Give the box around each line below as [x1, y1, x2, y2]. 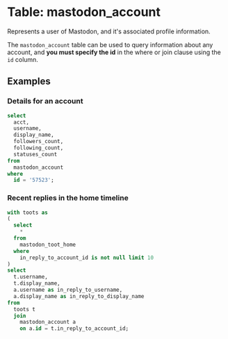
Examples [7, 76, 51, 88]
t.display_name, [13, 280, 60, 287]
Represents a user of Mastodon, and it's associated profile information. [7, 27, 211, 35]
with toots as [7, 209, 49, 216]
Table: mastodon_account [7, 4, 161, 20]
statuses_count [13, 151, 58, 158]
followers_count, [13, 138, 64, 145]
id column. [7, 55, 38, 63]
